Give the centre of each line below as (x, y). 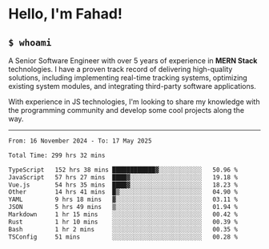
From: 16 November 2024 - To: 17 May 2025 (80, 141)
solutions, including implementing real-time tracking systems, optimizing (128, 78)
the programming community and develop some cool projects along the (126, 110)
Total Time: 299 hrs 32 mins (57, 155)
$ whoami (30, 42)
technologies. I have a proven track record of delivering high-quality (120, 69)
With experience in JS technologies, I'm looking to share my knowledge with (134, 102)
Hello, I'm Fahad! (65, 14)
